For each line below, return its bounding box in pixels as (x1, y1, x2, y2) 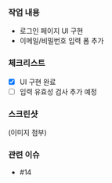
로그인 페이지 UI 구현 (19, 26, 84, 36)
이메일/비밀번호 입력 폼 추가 (19, 36, 104, 46)
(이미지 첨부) (8, 128, 47, 137)
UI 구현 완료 (19, 77, 56, 86)
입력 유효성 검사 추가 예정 (19, 86, 98, 96)
